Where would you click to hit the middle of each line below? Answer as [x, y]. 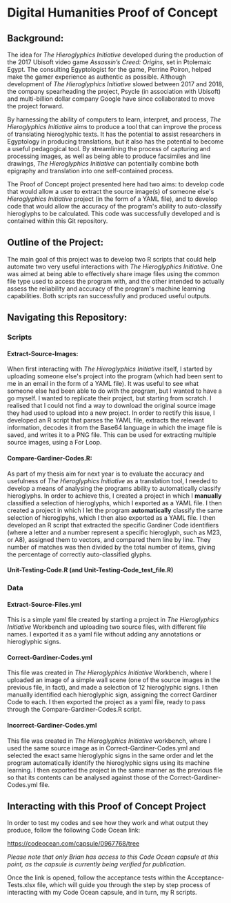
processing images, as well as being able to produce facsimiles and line [109, 156]
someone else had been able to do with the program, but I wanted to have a [114, 391]
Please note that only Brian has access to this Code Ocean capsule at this [113, 857]
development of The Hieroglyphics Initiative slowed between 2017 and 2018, [115, 84]
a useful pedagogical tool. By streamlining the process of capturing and [109, 149]
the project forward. [36, 106]
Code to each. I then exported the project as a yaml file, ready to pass [106, 702]
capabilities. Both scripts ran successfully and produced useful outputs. [109, 295]
